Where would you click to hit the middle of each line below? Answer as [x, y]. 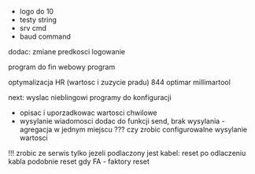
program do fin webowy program [62, 67]
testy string [38, 20]
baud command [45, 36]
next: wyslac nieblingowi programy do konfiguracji [90, 97]
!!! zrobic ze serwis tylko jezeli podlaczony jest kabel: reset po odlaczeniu [127, 153]
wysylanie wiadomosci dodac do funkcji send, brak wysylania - [122, 121]
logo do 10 [36, 11]
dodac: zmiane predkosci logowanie [67, 52]
